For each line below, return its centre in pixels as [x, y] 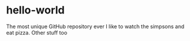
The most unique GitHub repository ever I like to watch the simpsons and [95, 26]
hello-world [36, 10]
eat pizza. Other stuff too [37, 32]
